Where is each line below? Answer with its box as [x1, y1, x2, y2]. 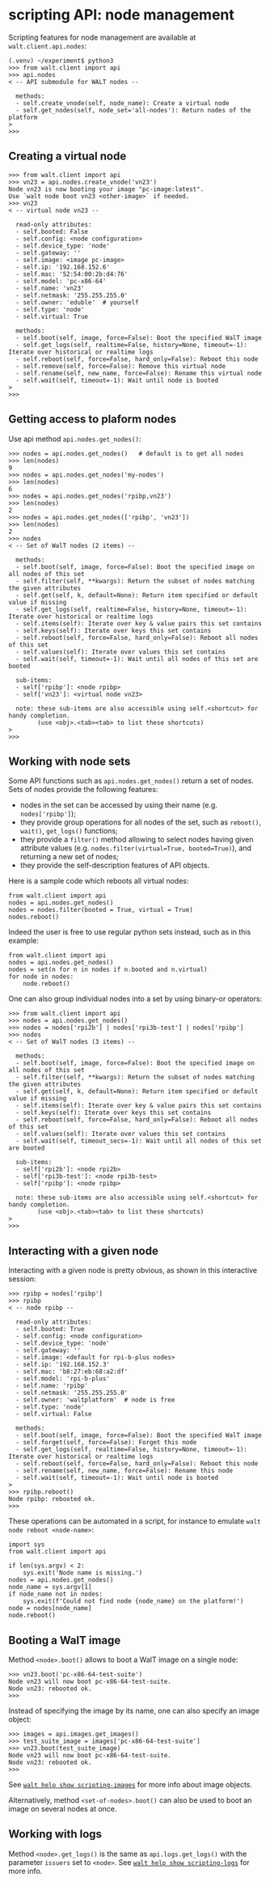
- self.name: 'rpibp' [15, 1382, 89, 1390]
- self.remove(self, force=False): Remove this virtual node [15, 362, 226, 370]
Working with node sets [8, 754, 131, 768]
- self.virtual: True [15, 312, 89, 320]
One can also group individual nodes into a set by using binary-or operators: [8, 994, 263, 1004]
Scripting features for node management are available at [8, 32, 196, 42]
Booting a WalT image [8, 1633, 121, 1647]
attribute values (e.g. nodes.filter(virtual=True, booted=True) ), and [19, 843, 252, 853]
